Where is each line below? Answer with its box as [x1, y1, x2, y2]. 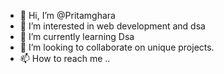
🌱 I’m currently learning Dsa [19, 31, 135, 42]
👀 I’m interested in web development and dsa [19, 20, 206, 32]
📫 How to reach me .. [19, 53, 111, 64]
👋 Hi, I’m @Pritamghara [19, 10, 116, 21]
